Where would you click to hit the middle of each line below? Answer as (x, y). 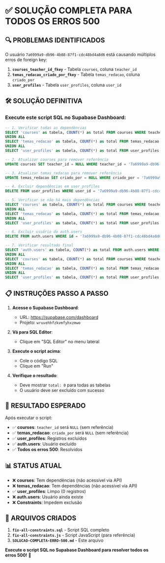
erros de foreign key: (26, 60)
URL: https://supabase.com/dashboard (59, 317)
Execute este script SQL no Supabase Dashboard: (66, 117)
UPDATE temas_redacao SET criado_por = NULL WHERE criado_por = (72, 177)
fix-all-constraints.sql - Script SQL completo (61, 530)
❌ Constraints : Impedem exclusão (47, 502)
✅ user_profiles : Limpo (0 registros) (49, 491)
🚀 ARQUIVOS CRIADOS (41, 518)
